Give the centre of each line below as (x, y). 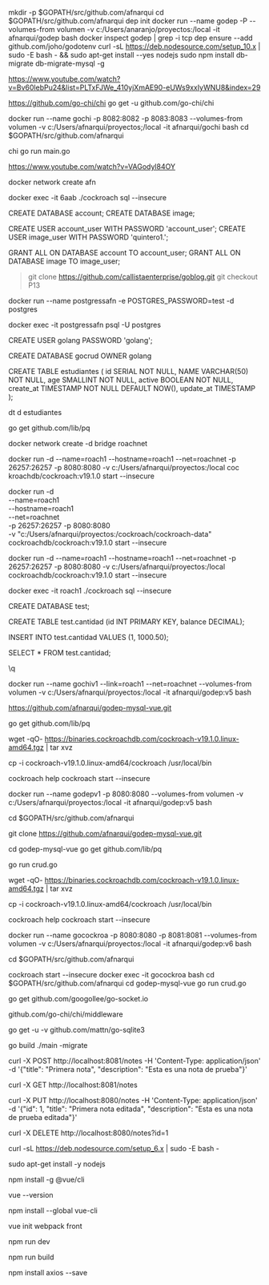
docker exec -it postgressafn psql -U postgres (85, 325)
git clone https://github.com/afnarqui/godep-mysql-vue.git (105, 834)
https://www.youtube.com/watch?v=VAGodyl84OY (92, 167)
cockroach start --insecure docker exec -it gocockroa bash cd (111, 975)
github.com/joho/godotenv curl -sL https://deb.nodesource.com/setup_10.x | (134, 46)
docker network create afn (52, 182)
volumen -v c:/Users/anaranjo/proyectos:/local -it (138, 29)
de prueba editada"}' (43, 1117)
